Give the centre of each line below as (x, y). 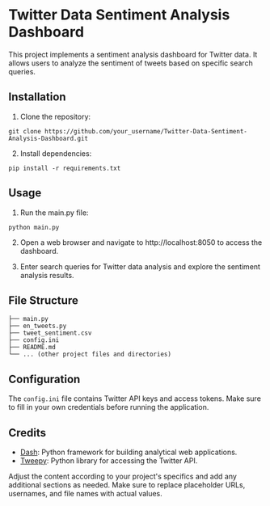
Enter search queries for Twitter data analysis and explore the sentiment (140, 266)
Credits (27, 433)
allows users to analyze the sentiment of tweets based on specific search (131, 63)
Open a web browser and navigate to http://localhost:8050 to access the (141, 242)
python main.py (34, 227)
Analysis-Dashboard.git (49, 138)
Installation (37, 97)
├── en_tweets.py (38, 326)
